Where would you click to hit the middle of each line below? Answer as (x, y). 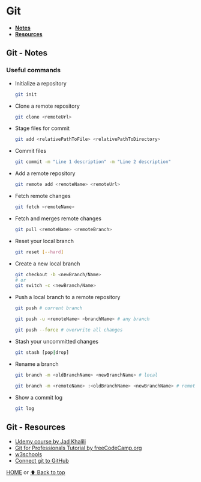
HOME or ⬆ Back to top (36, 472)
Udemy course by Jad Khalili (50, 442)
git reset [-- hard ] (39, 252)
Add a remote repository (45, 173)
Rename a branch (37, 364)
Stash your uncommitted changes (57, 341)
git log (24, 408)
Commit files (31, 151)
